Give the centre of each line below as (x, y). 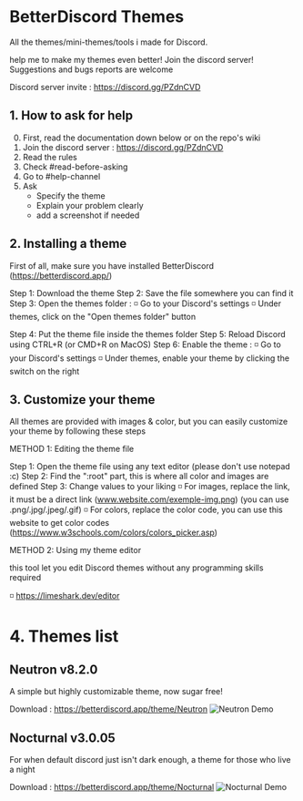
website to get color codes (60, 523)
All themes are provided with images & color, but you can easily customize (149, 422)
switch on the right (45, 371)
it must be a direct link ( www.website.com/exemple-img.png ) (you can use (149, 499)
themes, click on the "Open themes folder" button (103, 316)
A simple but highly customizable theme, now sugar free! (116, 692)
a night (22, 770)
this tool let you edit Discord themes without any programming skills (136, 568)
